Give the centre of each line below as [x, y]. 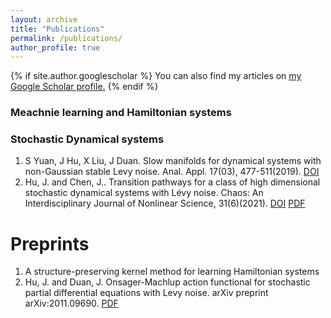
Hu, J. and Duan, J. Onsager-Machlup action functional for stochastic [167, 282]
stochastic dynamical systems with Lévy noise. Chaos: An [144, 193]
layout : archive [44, 19]
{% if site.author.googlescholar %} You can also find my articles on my [156, 76]
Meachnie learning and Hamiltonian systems [121, 113]
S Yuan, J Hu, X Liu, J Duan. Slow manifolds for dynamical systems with [173, 161]
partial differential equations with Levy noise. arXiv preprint [146, 293]
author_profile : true [55, 47]
